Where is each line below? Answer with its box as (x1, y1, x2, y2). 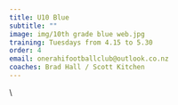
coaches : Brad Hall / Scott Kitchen (9, 63, 145, 72)
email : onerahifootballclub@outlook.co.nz (9, 54, 169, 63)
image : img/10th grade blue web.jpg (9, 29, 145, 38)
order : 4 (9, 46, 42, 55)
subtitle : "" (9, 21, 58, 30)
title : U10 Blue (9, 12, 69, 22)
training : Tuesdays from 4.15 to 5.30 (9, 37, 153, 47)
